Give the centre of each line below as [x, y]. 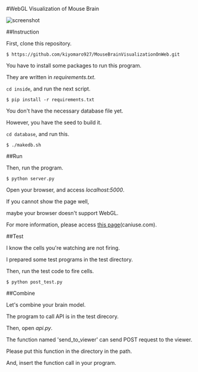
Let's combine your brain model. [46, 305]
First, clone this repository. [39, 43]
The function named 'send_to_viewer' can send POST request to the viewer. [99, 340]
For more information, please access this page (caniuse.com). [81, 225]
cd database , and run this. [38, 134]
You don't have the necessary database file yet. [65, 111]
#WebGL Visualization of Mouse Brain [53, 9]
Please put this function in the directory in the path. [69, 351]
